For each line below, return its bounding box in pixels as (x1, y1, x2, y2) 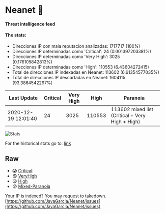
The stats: (5, 32, 27, 38)
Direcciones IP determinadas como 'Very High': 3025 (12, 54, 120, 60)
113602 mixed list (110, 106, 154, 113)
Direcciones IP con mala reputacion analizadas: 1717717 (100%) (12, 43, 140, 49)
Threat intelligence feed (5, 21, 55, 27)
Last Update (9, 94, 38, 101)
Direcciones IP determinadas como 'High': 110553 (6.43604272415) (12, 64, 149, 70)
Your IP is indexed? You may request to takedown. (5, 193, 107, 199)
